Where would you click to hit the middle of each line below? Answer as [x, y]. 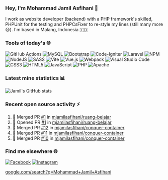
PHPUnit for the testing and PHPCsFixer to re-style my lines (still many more [84, 24]
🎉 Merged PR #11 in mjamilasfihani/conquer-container [68, 133]
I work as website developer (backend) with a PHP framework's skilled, [79, 19]
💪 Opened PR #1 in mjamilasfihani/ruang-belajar [62, 122]
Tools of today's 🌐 [28, 43]
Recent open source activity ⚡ [43, 104]
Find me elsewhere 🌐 [31, 151]
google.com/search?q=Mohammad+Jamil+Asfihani [58, 172]
